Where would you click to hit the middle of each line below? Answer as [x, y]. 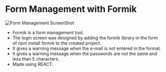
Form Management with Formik [71, 9]
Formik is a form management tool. [48, 32]
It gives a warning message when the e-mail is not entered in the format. [87, 48]
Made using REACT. [33, 64]
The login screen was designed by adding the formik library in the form [85, 38]
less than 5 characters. [36, 59]
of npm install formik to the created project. [57, 43]
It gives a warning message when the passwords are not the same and [85, 54]
